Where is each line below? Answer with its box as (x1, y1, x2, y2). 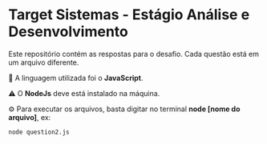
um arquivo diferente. (8, 58, 79, 67)
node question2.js (8, 128, 70, 136)
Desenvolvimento (8, 22, 128, 41)
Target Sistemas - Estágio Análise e (8, 6, 250, 24)
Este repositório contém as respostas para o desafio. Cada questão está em (8, 49, 259, 58)
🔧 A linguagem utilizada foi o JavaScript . (8, 73, 144, 82)
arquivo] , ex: (8, 112, 51, 122)
